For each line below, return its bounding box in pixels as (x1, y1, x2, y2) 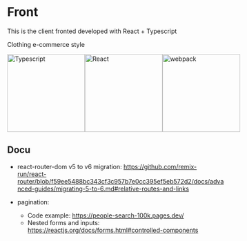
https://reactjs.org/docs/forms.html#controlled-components (27, 226, 199, 234)
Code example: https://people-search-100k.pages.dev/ (27, 211, 184, 220)
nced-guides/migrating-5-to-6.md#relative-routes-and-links (17, 184, 190, 193)
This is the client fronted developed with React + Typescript (7, 27, 177, 35)
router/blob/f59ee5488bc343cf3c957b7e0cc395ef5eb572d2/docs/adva (17, 177, 224, 185)
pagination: (17, 197, 50, 206)
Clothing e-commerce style (7, 40, 85, 48)
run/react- (17, 170, 47, 178)
